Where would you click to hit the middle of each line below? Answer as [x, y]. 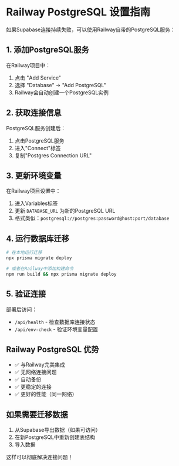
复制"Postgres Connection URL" [53, 155]
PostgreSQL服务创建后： [36, 128]
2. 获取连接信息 [34, 113]
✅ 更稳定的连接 [33, 387]
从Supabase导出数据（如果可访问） [58, 430]
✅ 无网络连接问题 [36, 372]
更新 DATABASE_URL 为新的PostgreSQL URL [65, 211]
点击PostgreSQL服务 [39, 141]
